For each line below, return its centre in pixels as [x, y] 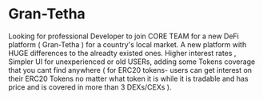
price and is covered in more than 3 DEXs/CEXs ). [90, 87]
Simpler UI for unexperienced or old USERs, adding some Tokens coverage [132, 62]
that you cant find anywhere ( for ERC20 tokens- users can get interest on [130, 70]
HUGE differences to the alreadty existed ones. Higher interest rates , [122, 53]
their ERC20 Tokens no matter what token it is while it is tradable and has [129, 78]
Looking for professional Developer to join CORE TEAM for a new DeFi [124, 36]
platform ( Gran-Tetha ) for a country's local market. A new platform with [128, 44]
